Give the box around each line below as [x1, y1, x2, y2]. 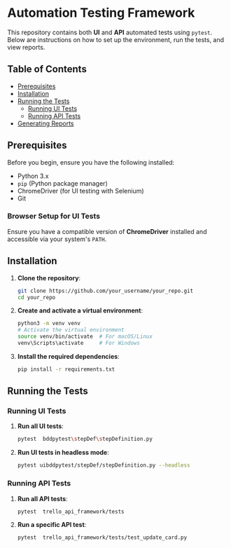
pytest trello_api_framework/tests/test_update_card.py [17, 534, 188, 541]
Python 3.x [17, 172, 49, 180]
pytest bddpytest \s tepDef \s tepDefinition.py [17, 436, 153, 443]
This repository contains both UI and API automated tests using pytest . [7, 28, 213, 36]
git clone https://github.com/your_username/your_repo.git [17, 287, 194, 294]
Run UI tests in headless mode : [17, 448, 110, 457]
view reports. [7, 43, 45, 51]
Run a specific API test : [17, 521, 87, 529]
